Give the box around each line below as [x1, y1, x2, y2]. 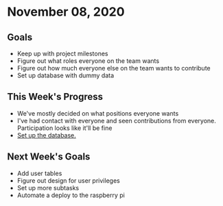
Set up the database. [16, 131, 77, 139]
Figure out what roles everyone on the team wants [16, 57, 160, 65]
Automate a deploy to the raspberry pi [16, 191, 125, 199]
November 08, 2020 [7, 4, 125, 20]
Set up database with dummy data [16, 71, 115, 79]
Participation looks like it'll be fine [16, 124, 113, 132]
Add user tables [16, 169, 62, 177]
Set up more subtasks [16, 183, 80, 192]
